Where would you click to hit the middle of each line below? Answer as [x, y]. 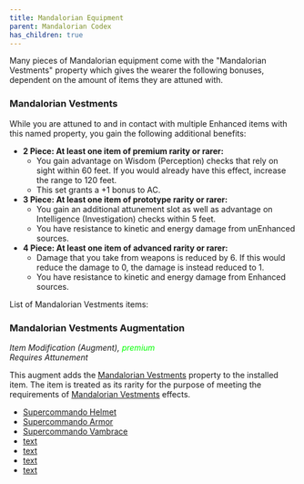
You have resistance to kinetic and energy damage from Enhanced [161, 277]
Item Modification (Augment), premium [82, 347]
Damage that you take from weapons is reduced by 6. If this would [161, 257]
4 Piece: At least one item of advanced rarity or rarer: [125, 248]
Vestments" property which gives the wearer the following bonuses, [137, 70]
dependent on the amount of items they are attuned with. [117, 80]
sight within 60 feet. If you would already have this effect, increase [161, 170]
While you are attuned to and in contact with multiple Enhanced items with [148, 123]
